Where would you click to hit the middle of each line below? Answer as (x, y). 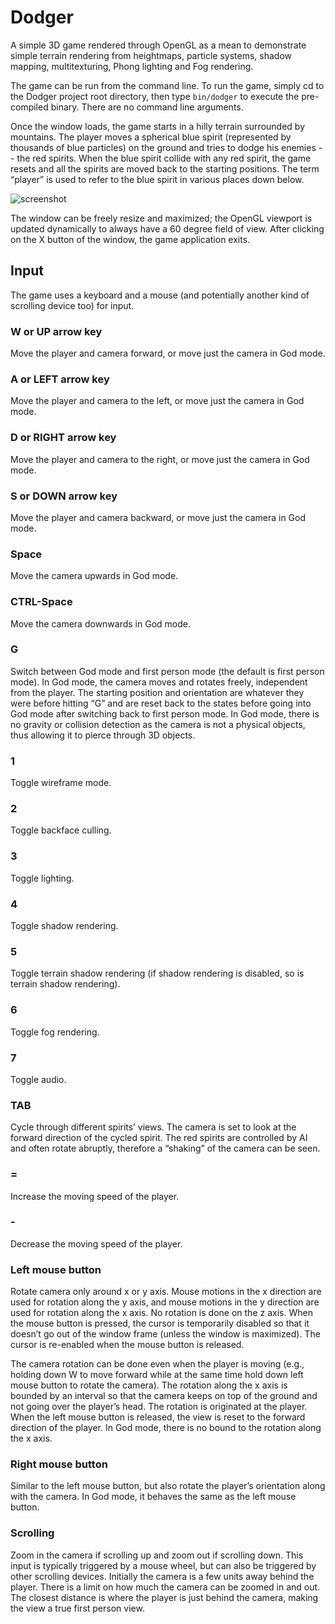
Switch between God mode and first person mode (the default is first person (167, 671)
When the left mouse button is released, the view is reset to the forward (158, 1417)
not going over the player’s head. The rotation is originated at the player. (159, 1407)
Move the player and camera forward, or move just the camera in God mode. (168, 353)
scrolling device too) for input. (72, 305)
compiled (29, 107)
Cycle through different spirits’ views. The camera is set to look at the (153, 1127)
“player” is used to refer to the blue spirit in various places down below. (157, 179)
